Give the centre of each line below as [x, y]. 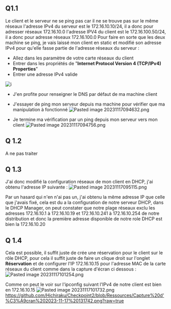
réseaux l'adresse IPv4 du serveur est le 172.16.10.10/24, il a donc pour [79, 26]
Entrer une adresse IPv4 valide [45, 74]
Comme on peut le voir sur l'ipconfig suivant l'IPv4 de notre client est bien [83, 284]
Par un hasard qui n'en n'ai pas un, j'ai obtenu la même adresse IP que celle [85, 197]
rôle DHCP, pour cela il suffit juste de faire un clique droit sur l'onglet [78, 258]
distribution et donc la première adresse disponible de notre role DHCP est [84, 219]
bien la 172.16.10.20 [25, 224]
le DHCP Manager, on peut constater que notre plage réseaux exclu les [80, 208]
